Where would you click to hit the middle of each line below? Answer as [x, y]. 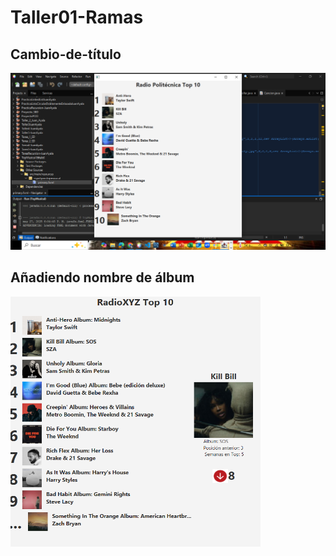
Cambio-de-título [66, 54]
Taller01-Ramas [77, 17]
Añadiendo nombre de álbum [102, 277]
